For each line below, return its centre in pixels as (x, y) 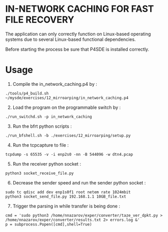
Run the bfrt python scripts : (42, 126)
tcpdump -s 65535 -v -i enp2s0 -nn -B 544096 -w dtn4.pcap (69, 154)
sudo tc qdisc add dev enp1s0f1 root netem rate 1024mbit (68, 192)
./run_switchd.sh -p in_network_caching (49, 117)
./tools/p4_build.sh (27, 93)
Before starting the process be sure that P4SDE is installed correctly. (77, 49)
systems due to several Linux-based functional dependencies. (71, 39)
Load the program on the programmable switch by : (67, 107)
